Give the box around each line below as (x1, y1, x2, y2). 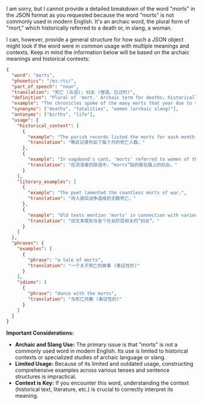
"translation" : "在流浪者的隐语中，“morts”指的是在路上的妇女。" (28, 162, 178, 168)
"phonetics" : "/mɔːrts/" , (11, 78, 77, 84)
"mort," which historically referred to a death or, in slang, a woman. (6, 24, 173, 31)
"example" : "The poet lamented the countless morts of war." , (28, 190, 187, 196)
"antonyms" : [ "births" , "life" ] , (11, 111, 96, 117)
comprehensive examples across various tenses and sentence (14, 366, 170, 374)
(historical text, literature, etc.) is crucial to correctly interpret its (14, 386, 173, 393)
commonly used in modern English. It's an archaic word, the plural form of (6, 18, 190, 25)
